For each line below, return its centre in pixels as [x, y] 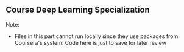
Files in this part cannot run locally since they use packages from [96, 36]
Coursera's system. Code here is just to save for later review [90, 42]
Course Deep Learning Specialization [78, 10]
